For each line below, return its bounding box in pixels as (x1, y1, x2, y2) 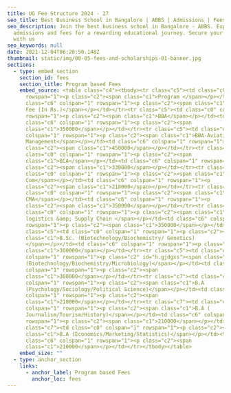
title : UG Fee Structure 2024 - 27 (7, 10, 109, 17)
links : (19, 363, 38, 370)
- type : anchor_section (13, 356, 81, 363)
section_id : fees (19, 74, 69, 81)
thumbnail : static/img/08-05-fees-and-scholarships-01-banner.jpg (7, 55, 201, 62)
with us (13, 36, 36, 43)
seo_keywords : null (7, 42, 63, 49)
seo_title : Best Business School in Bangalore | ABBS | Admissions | (7, 17, 211, 23)
